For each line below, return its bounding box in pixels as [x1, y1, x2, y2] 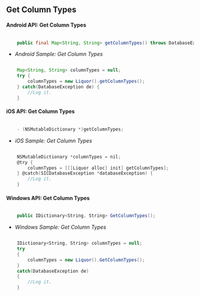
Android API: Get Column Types [6, 21, 86, 29]
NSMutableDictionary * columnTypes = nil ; [17, 154, 121, 160]
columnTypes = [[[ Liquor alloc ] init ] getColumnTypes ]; [27, 165, 169, 171]
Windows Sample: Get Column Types [14, 223, 107, 231]
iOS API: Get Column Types [6, 108, 75, 115]
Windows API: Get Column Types [6, 194, 90, 201]
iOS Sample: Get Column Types [14, 137, 92, 144]
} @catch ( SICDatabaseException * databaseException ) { [17, 170, 153, 176]
